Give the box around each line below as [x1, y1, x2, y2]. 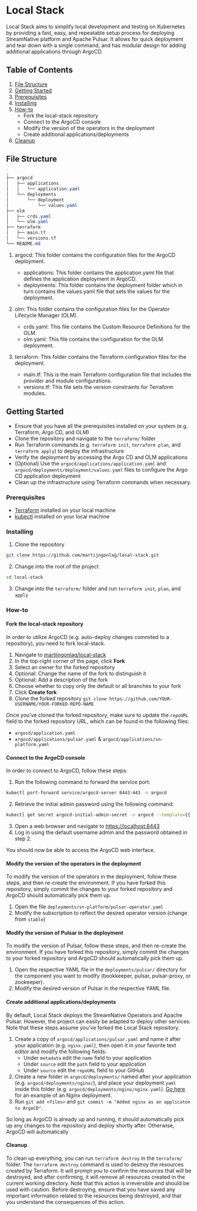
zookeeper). [14, 979, 44, 986]
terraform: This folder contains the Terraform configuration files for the [14, 353, 186, 360]
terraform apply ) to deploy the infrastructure [14, 447, 125, 454]
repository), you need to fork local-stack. [6, 640, 106, 647]
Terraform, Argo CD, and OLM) [14, 428, 89, 435]
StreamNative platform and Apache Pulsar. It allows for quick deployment [6, 35, 183, 42]
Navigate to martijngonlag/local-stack [14, 651, 106, 658]
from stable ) [14, 916, 46, 923]
